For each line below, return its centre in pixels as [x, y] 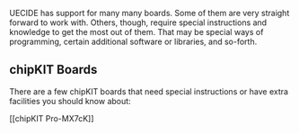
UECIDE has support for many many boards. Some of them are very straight [149, 13]
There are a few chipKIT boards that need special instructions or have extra [149, 91]
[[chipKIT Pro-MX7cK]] [52, 118]
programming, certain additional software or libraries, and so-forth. [133, 41]
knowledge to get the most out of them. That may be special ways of [136, 32]
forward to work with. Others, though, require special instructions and [138, 22]
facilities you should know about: [70, 101]
